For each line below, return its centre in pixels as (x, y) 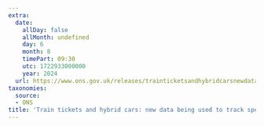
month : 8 (37, 52)
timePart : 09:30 (49, 59)
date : (24, 23)
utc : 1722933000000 (54, 67)
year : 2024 (40, 74)
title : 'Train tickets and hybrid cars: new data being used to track (126, 110)
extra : (19, 15)
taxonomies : (27, 88)
